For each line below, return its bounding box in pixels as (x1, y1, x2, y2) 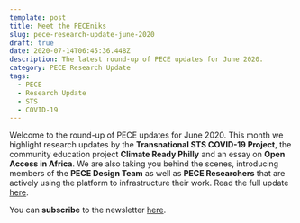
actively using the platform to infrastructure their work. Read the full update (9, 177, 289, 189)
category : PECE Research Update (9, 64, 131, 73)
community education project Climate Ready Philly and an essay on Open (9, 149, 286, 160)
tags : (9, 72, 30, 81)
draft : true (9, 38, 54, 48)
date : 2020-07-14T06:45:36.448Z (9, 47, 131, 56)
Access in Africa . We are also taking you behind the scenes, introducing (9, 158, 279, 169)
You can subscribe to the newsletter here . (9, 204, 167, 216)
